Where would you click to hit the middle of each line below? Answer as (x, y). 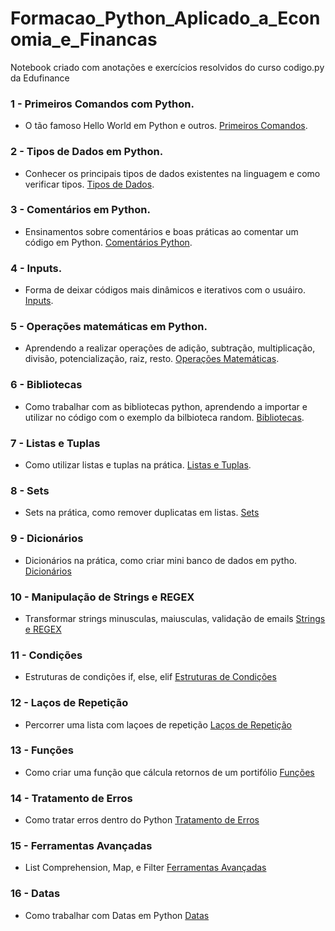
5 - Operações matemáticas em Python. (109, 327)
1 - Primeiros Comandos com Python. (102, 104)
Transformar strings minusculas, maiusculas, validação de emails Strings (175, 618)
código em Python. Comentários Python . (108, 242)
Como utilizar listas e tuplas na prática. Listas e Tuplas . (138, 465)
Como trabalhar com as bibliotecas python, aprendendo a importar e (166, 406)
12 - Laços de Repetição (69, 703)
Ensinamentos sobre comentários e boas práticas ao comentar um (161, 231)
